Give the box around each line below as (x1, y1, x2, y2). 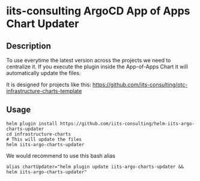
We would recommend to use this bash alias (6, 152, 116, 159)
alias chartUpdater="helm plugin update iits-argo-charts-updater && (6, 164, 184, 170)
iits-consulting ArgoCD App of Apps (6, 4, 190, 18)
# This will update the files (6, 136, 82, 142)
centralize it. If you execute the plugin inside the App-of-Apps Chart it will (6, 63, 188, 70)
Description (6, 41, 51, 51)
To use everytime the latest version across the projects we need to (6, 57, 171, 64)
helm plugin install (6, 120, 58, 126)
